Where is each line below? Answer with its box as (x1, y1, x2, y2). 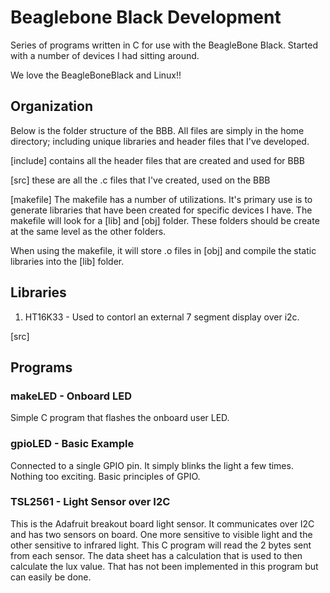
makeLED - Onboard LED (10, 389, 132, 403)
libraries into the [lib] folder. (10, 255, 125, 267)
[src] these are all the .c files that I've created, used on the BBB (10, 174, 271, 186)
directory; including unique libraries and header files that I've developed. (10, 135, 310, 147)
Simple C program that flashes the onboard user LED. (10, 412, 230, 424)
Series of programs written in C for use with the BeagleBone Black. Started (10, 39, 319, 51)
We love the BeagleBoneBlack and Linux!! (10, 69, 182, 81)
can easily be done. (10, 571, 92, 583)
